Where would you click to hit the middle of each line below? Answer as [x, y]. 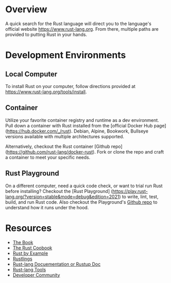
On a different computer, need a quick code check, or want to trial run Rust [84, 186]
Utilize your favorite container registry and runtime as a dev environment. [82, 120]
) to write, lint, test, [139, 197]
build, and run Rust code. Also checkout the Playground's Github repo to [81, 202]
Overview [26, 9]
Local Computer [31, 74]
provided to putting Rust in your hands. [46, 34]
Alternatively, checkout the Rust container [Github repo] [64, 146]
